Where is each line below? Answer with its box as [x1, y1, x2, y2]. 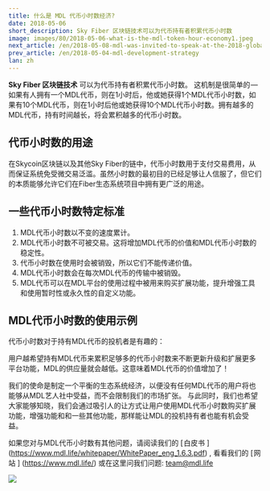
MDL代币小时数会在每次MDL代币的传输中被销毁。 [19, 267, 186, 278]
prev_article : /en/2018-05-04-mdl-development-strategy [8, 49, 199, 57]
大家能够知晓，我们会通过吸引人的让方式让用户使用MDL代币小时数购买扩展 [8, 401, 256, 411]
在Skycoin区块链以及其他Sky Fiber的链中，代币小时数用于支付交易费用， [8, 159, 249, 168]
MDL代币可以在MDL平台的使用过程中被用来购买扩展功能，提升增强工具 [19, 278, 256, 287]
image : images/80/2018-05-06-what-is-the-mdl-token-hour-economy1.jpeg [8, 34, 253, 43]
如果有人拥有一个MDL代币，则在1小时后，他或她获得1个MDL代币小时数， [8, 89, 249, 99]
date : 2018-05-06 [8, 19, 67, 27]
